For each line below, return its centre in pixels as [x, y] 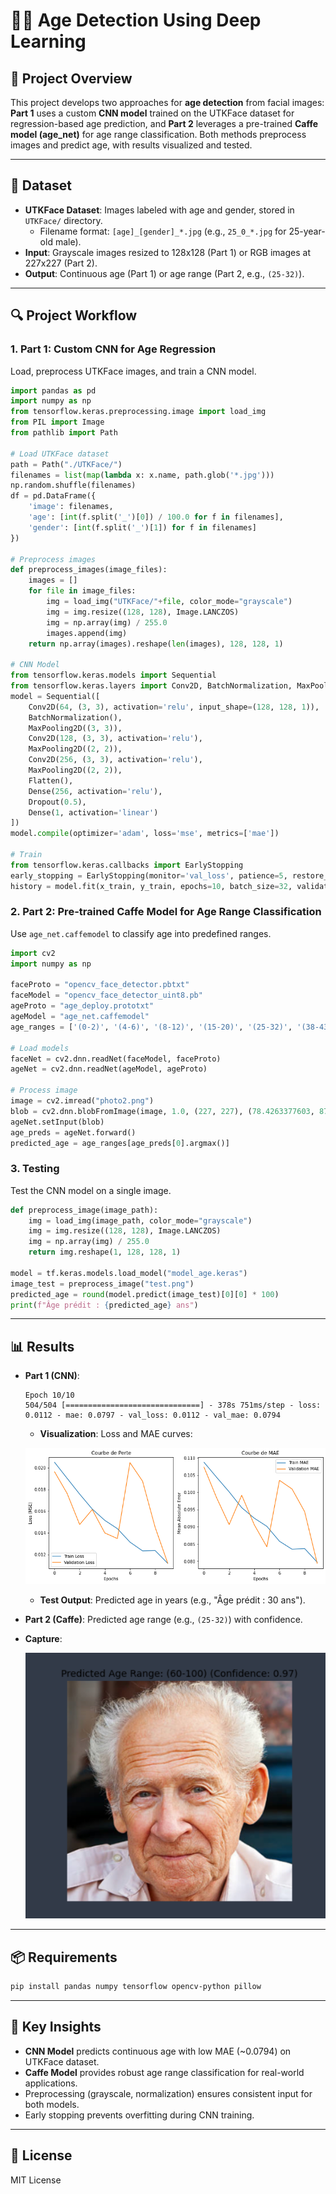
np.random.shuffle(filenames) [73, 485]
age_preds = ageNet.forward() [73, 1132]
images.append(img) [87, 633]
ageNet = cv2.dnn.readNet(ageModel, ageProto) [109, 1069]
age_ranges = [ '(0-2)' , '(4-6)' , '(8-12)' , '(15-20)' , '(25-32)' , [151, 1027]
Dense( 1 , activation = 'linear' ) [93, 812]
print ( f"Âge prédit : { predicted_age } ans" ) [104, 1305]
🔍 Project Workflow [74, 315]
